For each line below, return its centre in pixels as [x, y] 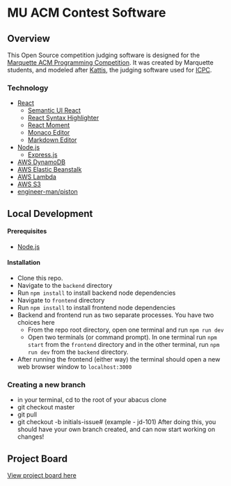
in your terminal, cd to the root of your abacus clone [92, 400]
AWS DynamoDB [41, 162]
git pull [27, 414]
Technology [28, 88]
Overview [29, 39]
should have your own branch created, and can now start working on [116, 430]
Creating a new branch [46, 385]
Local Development [50, 213]
